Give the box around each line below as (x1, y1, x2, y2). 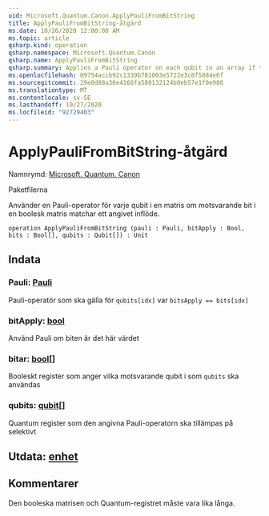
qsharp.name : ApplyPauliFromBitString (8, 57, 138, 65)
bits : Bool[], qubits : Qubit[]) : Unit (8, 231, 149, 239)
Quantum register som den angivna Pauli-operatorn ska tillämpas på (8, 418, 234, 428)
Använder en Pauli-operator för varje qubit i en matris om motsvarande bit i (8, 200, 256, 210)
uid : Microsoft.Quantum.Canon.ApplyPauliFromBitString (8, 11, 195, 20)
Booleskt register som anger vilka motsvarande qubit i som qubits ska (8, 371, 239, 381)
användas (8, 380, 41, 390)
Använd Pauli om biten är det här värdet (8, 333, 140, 342)
